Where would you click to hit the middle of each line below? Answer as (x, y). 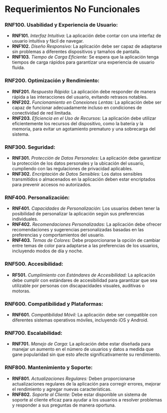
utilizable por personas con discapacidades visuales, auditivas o (78, 285)
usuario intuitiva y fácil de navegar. (48, 41)
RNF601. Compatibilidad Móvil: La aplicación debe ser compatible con (84, 314)
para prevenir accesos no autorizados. (52, 185)
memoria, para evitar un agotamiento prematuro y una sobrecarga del (84, 129)
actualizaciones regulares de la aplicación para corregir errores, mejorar (86, 383)
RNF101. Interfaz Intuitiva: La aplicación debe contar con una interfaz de (86, 36)
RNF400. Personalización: (37, 197)
